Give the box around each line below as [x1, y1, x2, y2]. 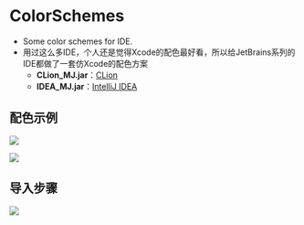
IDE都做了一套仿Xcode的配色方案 [22, 58, 149, 69]
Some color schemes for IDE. [22, 36, 133, 47]
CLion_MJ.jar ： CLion [36, 70, 119, 80]
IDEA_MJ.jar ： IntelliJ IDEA [36, 80, 138, 91]
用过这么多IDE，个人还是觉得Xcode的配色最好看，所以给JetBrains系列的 [22, 47, 296, 58]
